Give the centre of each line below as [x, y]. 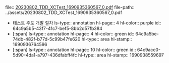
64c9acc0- [149, 50]
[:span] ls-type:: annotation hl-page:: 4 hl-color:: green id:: [73, 34]
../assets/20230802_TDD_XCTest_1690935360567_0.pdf [64, 12]
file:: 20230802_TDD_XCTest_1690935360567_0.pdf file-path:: [70, 7]
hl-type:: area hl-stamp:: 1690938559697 [121, 55]
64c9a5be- [147, 34]
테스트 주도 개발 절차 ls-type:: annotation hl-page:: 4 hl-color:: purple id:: [87, 23]
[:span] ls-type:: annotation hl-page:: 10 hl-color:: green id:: [74, 50]
